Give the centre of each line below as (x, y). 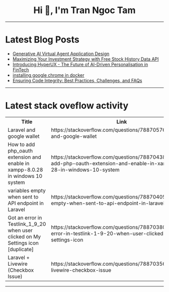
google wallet (24, 136)
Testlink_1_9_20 (27, 224)
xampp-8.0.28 (25, 170)
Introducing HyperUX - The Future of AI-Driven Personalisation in (80, 64)
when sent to (23, 197)
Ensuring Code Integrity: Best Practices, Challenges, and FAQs (77, 80)
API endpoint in (26, 203)
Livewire (18, 264)
